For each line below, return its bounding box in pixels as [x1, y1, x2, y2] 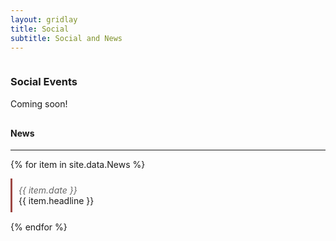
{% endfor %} [10, 221, 68, 233]
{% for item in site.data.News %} [10, 159, 146, 171]
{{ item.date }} [18, 184, 78, 196]
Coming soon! [10, 97, 68, 110]
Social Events [10, 75, 78, 89]
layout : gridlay [10, 14, 78, 25]
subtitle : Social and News [10, 33, 123, 43]
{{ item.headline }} [18, 195, 95, 207]
